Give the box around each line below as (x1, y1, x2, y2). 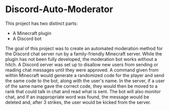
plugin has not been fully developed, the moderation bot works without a (5, 56, 157, 62)
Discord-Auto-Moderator (5, 4, 113, 15)
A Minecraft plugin (12, 30, 52, 36)
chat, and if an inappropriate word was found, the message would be (5, 94, 150, 100)
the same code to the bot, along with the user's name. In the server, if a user (5, 78, 165, 84)
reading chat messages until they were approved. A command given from (5, 67, 159, 73)
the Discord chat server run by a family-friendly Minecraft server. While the (5, 51, 162, 57)
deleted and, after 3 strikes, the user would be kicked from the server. (5, 99, 151, 105)
